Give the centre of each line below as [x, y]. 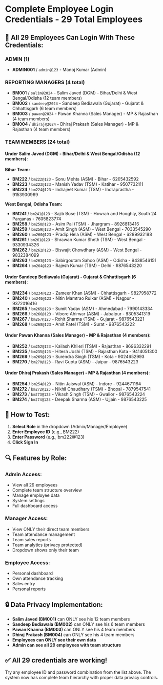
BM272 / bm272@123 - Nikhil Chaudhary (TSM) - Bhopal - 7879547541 [81, 389]
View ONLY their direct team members [51, 529]
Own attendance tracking [38, 578]
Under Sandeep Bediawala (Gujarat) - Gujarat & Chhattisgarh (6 [71, 277]
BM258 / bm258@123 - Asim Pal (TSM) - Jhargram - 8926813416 [75, 224]
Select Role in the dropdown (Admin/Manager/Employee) [70, 426]
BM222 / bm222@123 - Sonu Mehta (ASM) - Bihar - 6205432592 [75, 179]
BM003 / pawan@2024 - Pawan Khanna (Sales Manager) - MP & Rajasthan [85, 114]
